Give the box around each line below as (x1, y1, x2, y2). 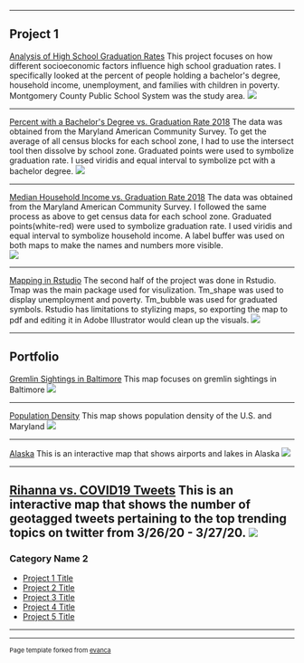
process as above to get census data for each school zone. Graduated (9, 210, 271, 222)
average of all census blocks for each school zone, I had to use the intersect (9, 135, 294, 146)
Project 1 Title (22, 572, 74, 584)
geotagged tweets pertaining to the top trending (9, 511, 288, 526)
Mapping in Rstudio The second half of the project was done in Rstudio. (9, 274, 277, 285)
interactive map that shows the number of (9, 497, 252, 513)
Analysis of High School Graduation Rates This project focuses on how (9, 51, 273, 62)
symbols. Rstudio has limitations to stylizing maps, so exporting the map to (9, 303, 288, 314)
